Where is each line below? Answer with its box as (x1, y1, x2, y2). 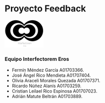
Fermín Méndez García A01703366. (11, 67, 84, 73)
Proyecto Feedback (4, 3, 86, 14)
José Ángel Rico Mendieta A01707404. (11, 72, 91, 78)
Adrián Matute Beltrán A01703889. (11, 93, 83, 99)
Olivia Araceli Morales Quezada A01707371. (11, 77, 101, 83)
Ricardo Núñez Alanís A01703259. (11, 83, 82, 89)
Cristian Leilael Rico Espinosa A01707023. (11, 88, 98, 94)
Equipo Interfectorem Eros (4, 55, 70, 62)
